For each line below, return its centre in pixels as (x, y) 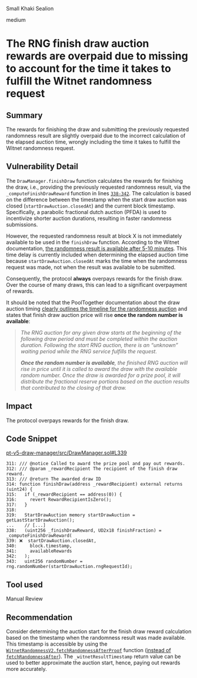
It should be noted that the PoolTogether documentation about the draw (93, 302)
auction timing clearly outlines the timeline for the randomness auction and (97, 309)
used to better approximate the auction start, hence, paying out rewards (93, 663)
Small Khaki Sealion (30, 9)
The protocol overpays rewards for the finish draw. (68, 420)
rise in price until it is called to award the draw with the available (99, 369)
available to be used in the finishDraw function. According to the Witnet (93, 242)
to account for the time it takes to (89, 69)
